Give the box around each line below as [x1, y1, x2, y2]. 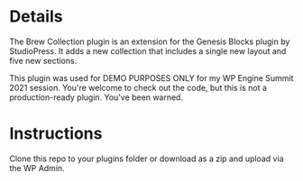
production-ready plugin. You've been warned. [9, 92, 183, 103]
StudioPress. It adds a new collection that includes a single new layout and [9, 45, 287, 56]
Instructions [9, 123, 103, 144]
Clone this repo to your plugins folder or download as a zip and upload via [9, 153, 284, 164]
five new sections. [9, 55, 78, 66]
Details [9, 6, 63, 27]
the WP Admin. [9, 162, 65, 173]
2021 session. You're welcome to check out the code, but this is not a [9, 82, 268, 93]
